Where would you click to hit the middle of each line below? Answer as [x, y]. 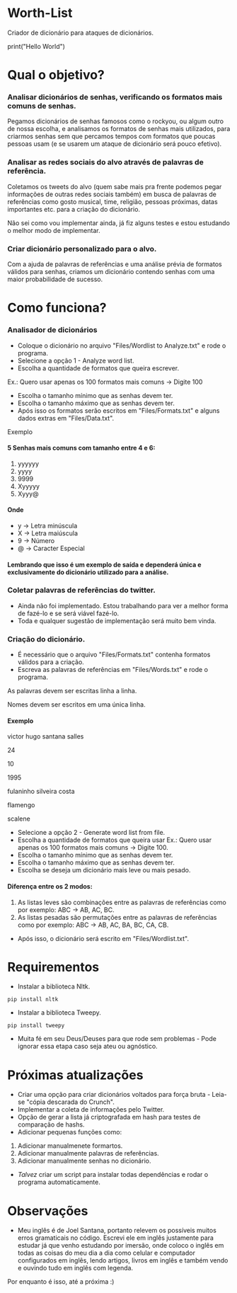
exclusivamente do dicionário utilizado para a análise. [88, 572]
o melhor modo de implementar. [54, 230]
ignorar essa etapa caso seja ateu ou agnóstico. [87, 1047]
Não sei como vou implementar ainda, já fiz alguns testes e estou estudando [118, 223]
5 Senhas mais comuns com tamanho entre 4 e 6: [81, 448]
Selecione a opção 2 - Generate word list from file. [91, 833]
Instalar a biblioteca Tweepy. [59, 1013]
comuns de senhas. [42, 106]
